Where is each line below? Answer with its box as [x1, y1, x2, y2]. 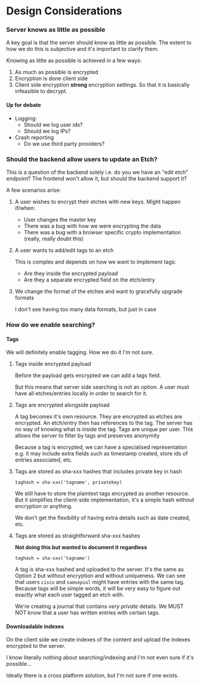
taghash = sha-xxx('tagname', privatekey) [14, 479, 122, 485]
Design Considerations [6, 4, 122, 18]
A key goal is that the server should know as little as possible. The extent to [6, 39, 192, 46]
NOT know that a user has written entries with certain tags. [14, 609, 160, 616]
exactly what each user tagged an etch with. [14, 591, 124, 598]
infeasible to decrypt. [14, 88, 67, 95]
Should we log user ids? [23, 121, 83, 128]
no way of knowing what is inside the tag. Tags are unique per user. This [14, 426, 193, 433]
